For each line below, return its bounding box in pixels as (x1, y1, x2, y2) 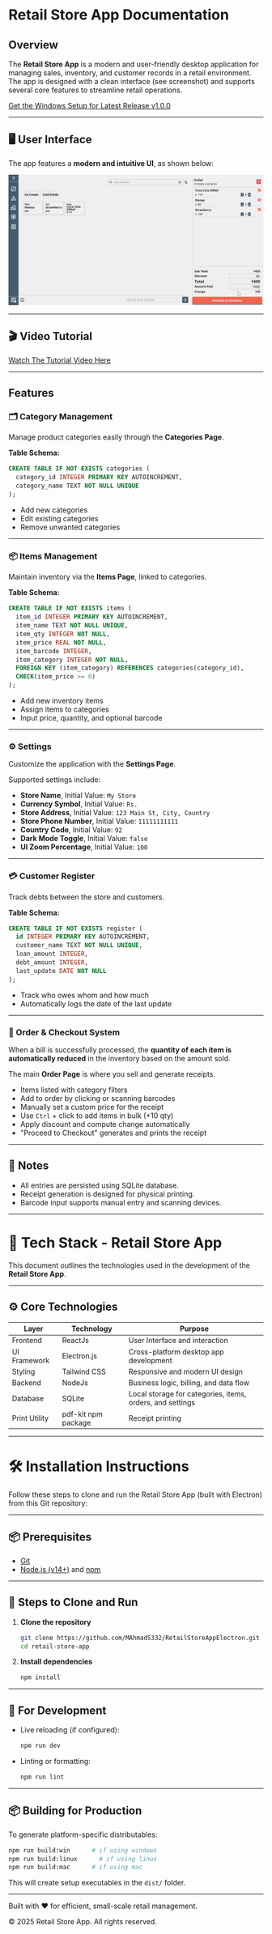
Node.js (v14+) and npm (19, 1564, 101, 1574)
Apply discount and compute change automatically (19, 1120, 190, 1129)
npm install (19, 1673, 61, 1681)
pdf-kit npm (62, 1409, 103, 1418)
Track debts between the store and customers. (8, 892, 164, 902)
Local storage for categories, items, (128, 1389, 247, 1399)
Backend (11, 1378, 42, 1388)
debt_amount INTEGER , (15, 958, 89, 967)
